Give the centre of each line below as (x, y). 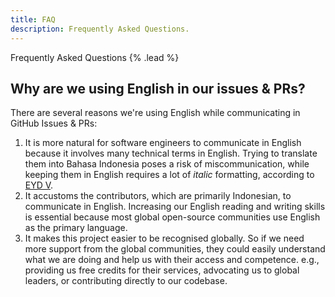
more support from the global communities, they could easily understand (175, 249)
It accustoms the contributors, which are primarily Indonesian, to (158, 196)
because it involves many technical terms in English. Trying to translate (171, 153)
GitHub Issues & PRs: (54, 123)
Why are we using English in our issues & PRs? (158, 88)
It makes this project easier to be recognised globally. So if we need (164, 238)
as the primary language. (76, 228)
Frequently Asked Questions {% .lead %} (95, 57)
